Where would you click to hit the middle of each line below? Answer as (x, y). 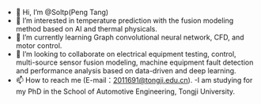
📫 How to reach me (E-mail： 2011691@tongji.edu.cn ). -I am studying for (134, 80)
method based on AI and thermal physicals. (87, 29)
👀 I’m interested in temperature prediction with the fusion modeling (125, 20)
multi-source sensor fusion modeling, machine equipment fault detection (134, 62)
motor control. (39, 46)
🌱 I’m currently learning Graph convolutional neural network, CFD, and (130, 37)
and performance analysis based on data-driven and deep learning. (126, 71)
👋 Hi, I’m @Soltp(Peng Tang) (62, 12)
